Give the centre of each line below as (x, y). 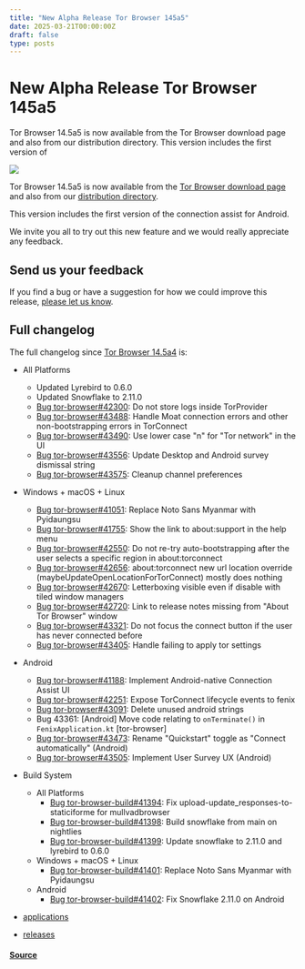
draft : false (34, 35)
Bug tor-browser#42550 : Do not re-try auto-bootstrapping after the (163, 548)
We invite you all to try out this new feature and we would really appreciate (149, 232)
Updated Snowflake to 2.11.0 (89, 397)
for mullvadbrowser (133, 812)
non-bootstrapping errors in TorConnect (112, 426)
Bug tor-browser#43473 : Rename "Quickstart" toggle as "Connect (161, 738)
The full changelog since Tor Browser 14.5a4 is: (99, 352)
